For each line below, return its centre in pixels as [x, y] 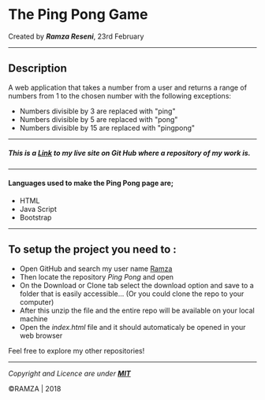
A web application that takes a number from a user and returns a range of [127, 87]
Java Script [38, 209]
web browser [41, 335]
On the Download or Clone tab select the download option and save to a [136, 285]
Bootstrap [35, 217]
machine [34, 319]
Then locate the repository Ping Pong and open [97, 276]
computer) [37, 302]
